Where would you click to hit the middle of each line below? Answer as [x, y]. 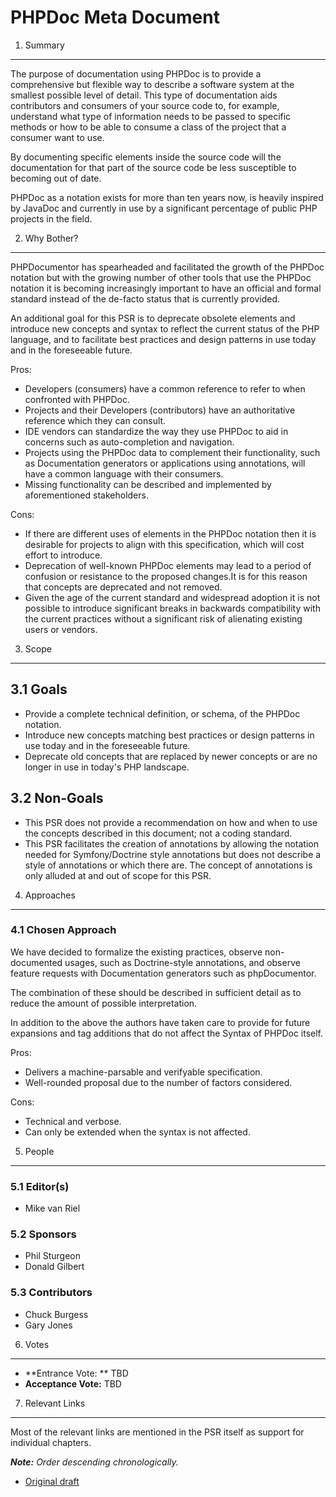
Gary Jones [48, 1325]
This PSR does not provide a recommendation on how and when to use [171, 822]
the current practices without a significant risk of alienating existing [163, 618]
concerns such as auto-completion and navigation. [129, 442]
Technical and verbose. [73, 1121]
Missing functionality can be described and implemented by [148, 484]
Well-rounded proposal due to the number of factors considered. [158, 1082]
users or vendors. [61, 629]
